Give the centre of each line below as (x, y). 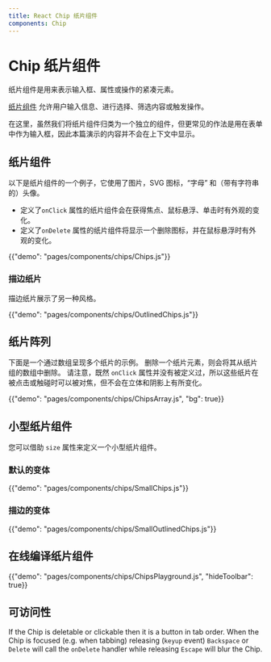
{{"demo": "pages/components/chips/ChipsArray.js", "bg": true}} (116, 399)
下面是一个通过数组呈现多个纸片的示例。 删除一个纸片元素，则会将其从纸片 (133, 362)
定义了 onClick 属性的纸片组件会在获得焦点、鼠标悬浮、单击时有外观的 (136, 210)
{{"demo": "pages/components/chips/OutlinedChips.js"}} (104, 314)
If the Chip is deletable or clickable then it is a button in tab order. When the (134, 632)
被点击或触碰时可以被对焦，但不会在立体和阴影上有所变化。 (107, 383)
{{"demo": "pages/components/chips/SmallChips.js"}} (99, 488)
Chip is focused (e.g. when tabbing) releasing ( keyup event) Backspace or (129, 641)
